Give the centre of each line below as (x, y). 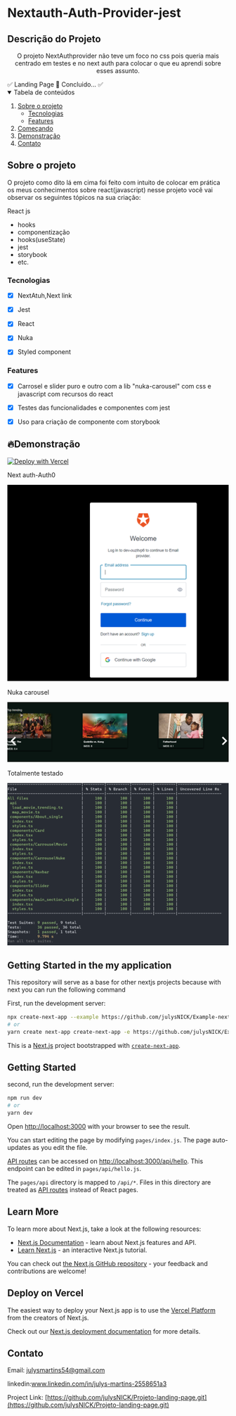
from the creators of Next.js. (48, 1317)
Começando (35, 128)
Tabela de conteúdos (44, 92)
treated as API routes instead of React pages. (73, 1189)
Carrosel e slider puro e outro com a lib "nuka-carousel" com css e (114, 386)
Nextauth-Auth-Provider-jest (94, 13)
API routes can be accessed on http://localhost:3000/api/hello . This (105, 1161)
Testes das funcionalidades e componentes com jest (94, 407)
